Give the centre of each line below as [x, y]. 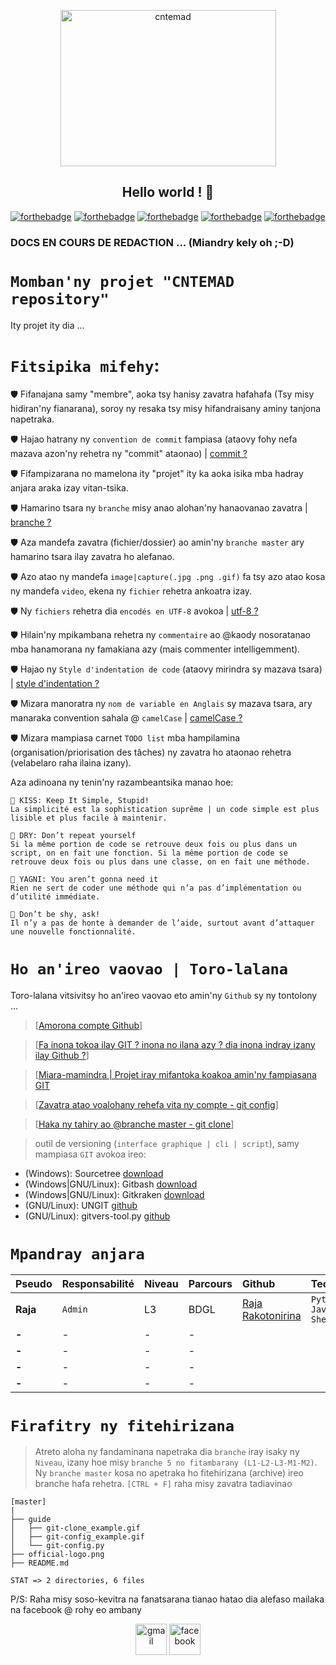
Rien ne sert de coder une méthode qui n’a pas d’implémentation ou [156, 888]
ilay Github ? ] [62, 1055]
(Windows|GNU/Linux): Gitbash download [111, 1184]
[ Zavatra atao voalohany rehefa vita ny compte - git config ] [156, 1104]
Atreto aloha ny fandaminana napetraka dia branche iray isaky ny [167, 1452]
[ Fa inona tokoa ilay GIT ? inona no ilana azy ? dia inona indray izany [175, 1044]
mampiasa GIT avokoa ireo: [90, 1154]
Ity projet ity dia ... [47, 325]
